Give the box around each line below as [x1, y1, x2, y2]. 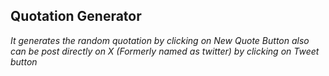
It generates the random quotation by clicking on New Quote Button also [10, 34, 310, 46]
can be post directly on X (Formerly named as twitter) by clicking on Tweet [10, 45, 320, 57]
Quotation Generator [10, 8, 142, 25]
